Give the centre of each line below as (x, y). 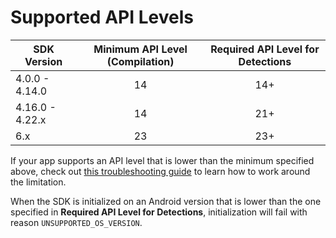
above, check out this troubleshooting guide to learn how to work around (160, 171)
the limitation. (38, 182)
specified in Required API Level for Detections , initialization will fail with (159, 212)
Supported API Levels (102, 17)
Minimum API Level (140, 49)
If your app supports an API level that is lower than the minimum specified (162, 160)
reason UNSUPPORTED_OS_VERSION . (76, 222)
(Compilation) (140, 61)
